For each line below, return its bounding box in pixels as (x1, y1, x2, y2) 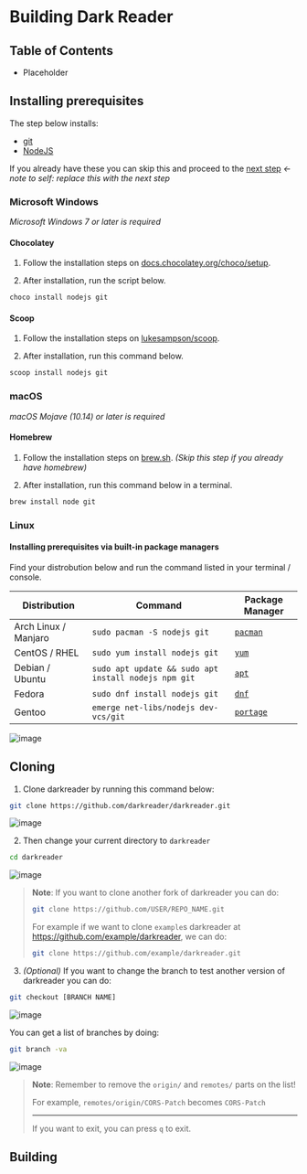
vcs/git (91, 711, 125, 721)
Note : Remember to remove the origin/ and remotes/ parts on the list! (31, 1079, 297, 1090)
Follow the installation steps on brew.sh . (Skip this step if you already (22, 452, 283, 463)
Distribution (22, 599, 76, 612)
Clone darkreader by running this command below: (22, 784, 215, 795)
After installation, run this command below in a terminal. (22, 479, 233, 490)
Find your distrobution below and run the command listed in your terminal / (9, 561, 291, 572)
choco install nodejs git (9, 293, 108, 303)
